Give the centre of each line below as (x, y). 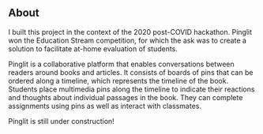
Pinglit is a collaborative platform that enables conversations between (121, 64)
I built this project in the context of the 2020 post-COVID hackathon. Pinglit (130, 32)
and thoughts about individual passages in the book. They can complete (126, 97)
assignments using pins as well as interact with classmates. (105, 106)
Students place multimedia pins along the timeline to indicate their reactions (131, 89)
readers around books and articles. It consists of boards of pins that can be (131, 72)
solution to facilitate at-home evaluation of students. (93, 48)
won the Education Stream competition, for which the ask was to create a (128, 40)
